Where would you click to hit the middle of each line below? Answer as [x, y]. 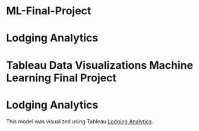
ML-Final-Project [49, 11]
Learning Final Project [61, 78]
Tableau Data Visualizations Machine [100, 65]
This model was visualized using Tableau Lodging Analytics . [80, 121]
